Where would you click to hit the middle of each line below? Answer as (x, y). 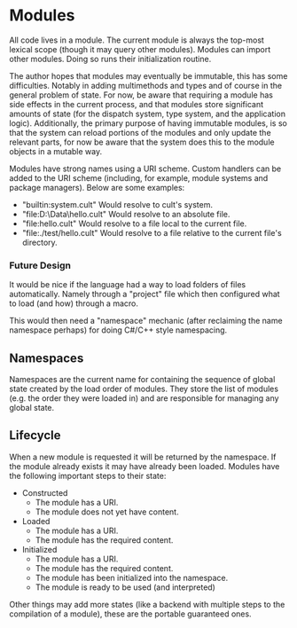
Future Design (40, 265)
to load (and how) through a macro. (74, 303)
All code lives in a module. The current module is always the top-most (137, 40)
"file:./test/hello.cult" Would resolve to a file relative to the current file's (152, 232)
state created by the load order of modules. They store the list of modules (144, 389)
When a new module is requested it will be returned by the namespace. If (143, 457)
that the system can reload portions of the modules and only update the (141, 132)
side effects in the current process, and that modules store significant (137, 104)
